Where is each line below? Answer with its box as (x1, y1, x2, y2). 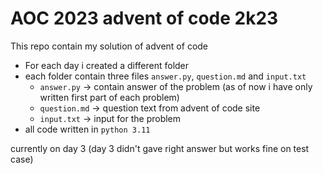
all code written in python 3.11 (24, 123, 151, 135)
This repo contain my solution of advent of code (10, 40, 209, 52)
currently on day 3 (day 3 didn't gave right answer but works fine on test (10, 142, 310, 154)
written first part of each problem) (39, 91, 180, 103)
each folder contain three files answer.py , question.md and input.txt (24, 70, 307, 82)
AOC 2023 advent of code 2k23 (10, 7, 279, 30)
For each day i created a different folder (24, 59, 190, 71)
